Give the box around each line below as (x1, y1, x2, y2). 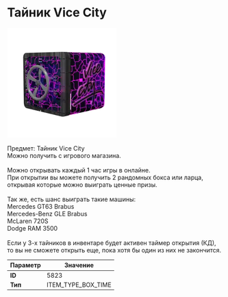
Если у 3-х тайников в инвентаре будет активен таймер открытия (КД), (7, 238, 217, 247)
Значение (64, 261, 94, 270)
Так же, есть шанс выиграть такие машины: (7, 195, 136, 203)
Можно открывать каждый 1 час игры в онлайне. (7, 166, 151, 174)
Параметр (10, 261, 41, 270)
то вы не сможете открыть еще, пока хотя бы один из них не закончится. (7, 246, 222, 254)
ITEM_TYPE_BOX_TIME (47, 281, 112, 289)
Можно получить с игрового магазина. (7, 151, 121, 159)
